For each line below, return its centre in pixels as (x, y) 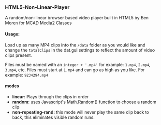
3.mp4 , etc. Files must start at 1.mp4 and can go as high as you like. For (75, 70)
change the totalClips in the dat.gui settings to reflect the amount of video (80, 50)
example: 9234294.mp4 (27, 75)
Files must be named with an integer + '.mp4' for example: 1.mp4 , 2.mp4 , (78, 64)
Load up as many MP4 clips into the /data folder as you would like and (75, 45)
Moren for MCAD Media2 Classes (38, 23)
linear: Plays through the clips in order (50, 96)
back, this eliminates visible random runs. (53, 117)
